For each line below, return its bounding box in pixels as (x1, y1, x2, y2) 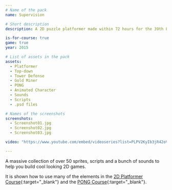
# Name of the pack (5, 7, 47, 13)
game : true (5, 40, 29, 46)
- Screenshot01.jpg (10, 121, 52, 126)
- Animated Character (10, 88, 56, 93)
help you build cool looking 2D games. (5, 163, 86, 170)
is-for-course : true (5, 35, 50, 41)
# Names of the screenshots (5, 111, 66, 116)
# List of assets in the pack (5, 54, 70, 59)
